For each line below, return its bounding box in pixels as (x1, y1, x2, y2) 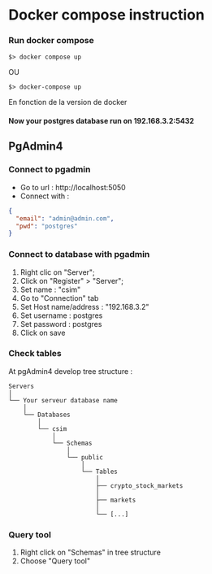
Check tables (8, 348, 63, 359)
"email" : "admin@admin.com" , (15, 214, 115, 223)
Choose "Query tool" (19, 556, 91, 566)
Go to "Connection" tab (19, 293, 99, 302)
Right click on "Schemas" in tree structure (19, 547, 161, 558)
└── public (66, 453, 104, 461)
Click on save (19, 328, 66, 337)
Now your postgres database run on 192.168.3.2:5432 (8, 116, 195, 126)
